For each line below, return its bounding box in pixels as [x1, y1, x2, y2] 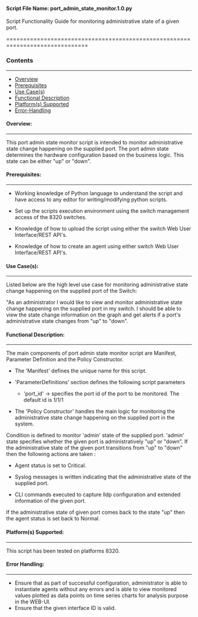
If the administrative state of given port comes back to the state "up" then [6, 509, 185, 516]
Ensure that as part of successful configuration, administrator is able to [14, 579, 187, 586]
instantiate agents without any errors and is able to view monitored [14, 585, 177, 592]
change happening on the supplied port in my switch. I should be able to [6, 305, 181, 312]
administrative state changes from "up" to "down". [6, 318, 128, 325]
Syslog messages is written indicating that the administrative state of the [14, 473, 192, 480]
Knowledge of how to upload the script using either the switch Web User [14, 225, 192, 232]
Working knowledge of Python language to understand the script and [14, 189, 183, 197]
